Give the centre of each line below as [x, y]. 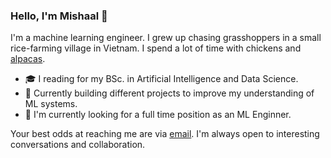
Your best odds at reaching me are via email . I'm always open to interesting [165, 134]
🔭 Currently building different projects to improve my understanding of [169, 93]
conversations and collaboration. [78, 145]
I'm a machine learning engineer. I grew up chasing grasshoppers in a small [166, 38]
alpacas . [28, 59]
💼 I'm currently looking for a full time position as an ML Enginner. [158, 115]
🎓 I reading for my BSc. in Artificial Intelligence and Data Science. [161, 79]
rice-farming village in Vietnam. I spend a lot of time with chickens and [156, 48]
